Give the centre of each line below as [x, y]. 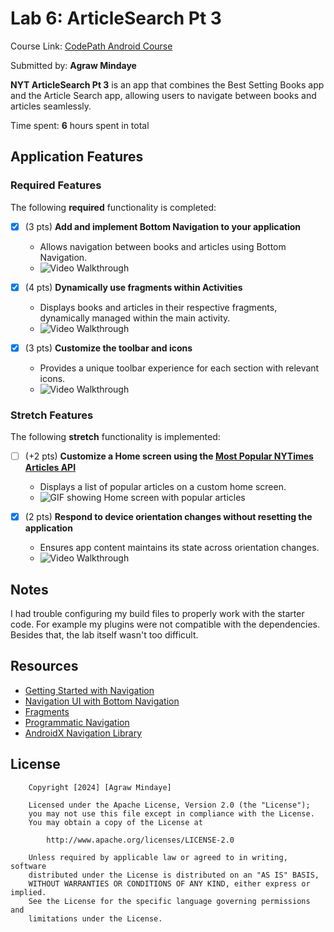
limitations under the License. [95, 918]
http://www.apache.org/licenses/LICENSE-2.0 [140, 840]
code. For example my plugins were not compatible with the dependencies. [165, 624]
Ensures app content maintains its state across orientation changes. [179, 548]
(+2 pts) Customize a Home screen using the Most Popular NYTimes [169, 456]
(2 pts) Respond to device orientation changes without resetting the [168, 517]
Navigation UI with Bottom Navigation [102, 701]
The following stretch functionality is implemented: [115, 437]
